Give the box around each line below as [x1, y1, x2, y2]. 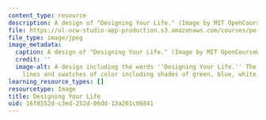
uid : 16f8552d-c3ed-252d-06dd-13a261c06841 [8, 99, 154, 107]
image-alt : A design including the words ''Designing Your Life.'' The [15, 63, 257, 71]
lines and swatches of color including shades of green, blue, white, [22, 70, 260, 78]
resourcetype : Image [8, 84, 77, 93]
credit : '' [15, 56, 51, 64]
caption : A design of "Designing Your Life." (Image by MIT [15, 48, 218, 56]
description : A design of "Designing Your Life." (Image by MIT [8, 19, 225, 27]
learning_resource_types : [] [8, 77, 104, 85]
